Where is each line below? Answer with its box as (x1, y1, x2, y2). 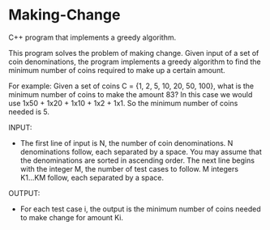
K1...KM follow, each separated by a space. (19, 172, 165, 182)
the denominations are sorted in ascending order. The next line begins (19, 155, 255, 165)
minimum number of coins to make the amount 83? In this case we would (8, 89, 253, 99)
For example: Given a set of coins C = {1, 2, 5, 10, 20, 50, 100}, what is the (8, 81, 255, 91)
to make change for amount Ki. (19, 212, 124, 222)
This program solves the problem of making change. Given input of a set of (8, 48, 259, 57)
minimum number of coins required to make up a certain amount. (8, 65, 225, 75)
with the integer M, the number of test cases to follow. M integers (19, 164, 239, 173)
